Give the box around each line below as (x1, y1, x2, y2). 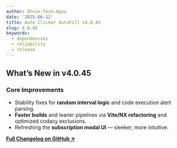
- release (11, 47, 35, 53)
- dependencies (11, 36, 49, 42)
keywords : (6, 30, 30, 36)
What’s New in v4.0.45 (6, 68, 91, 78)
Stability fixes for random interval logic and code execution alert (14, 99, 172, 106)
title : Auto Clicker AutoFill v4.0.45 (6, 19, 101, 25)
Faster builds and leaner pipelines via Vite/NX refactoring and (14, 112, 167, 119)
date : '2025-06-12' (6, 14, 54, 20)
